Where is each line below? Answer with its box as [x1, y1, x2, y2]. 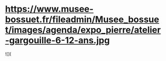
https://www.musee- [5, 3, 94, 15]
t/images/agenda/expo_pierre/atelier [5, 25, 161, 35]
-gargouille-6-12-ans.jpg [5, 35, 110, 46]
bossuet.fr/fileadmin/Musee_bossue [5, 14, 160, 25]
